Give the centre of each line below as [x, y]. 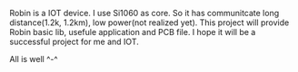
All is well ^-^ [34, 59]
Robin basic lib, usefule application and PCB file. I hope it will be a [133, 32]
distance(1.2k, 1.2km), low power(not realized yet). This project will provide [149, 22]
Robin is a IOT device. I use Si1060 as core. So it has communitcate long [144, 13]
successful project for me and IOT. [74, 41]
